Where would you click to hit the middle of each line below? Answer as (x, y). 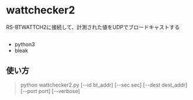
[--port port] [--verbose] (50, 91)
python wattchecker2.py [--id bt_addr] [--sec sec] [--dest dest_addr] (104, 85)
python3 (25, 44)
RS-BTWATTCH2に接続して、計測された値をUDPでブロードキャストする (93, 27)
